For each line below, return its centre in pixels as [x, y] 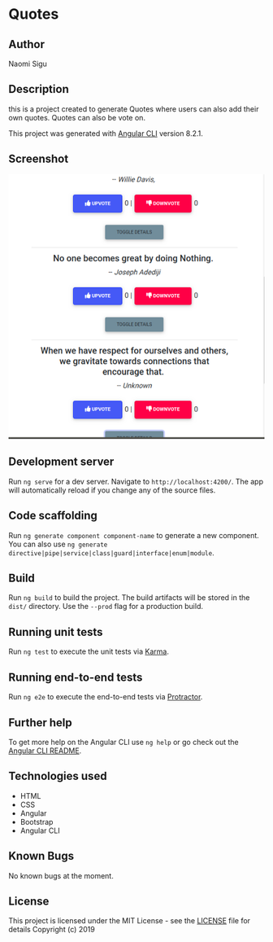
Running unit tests [56, 632]
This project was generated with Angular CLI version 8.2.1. [106, 133]
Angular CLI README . [45, 751]
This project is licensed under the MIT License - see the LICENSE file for [129, 921]
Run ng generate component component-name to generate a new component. [134, 535]
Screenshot [39, 159]
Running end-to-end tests [76, 677]
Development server [61, 462]
